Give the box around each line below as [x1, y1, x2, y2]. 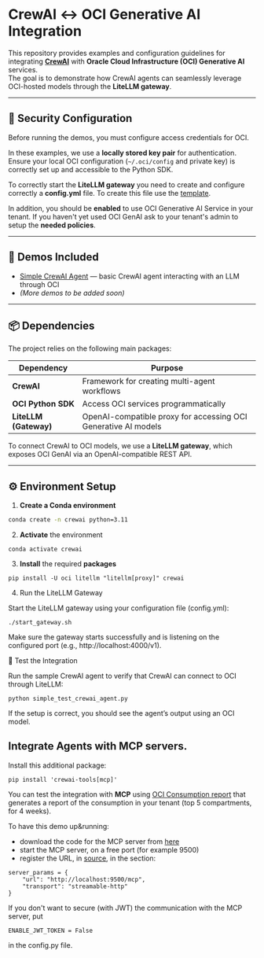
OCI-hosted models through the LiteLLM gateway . [8, 81, 172, 91]
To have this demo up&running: [8, 821, 110, 831]
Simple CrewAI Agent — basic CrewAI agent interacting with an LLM [19, 271, 240, 281]
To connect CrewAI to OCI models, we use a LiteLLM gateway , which [8, 441, 233, 451]
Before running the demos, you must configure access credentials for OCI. [8, 132, 250, 142]
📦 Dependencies [8, 319, 95, 332]
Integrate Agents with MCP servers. [8, 739, 188, 753]
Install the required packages [19, 559, 116, 569]
